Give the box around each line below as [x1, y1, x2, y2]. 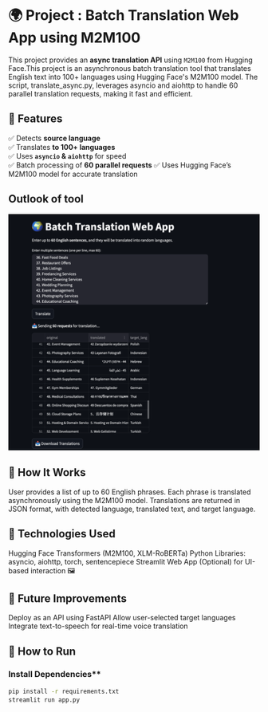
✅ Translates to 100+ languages [8, 142, 116, 151]
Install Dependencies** [8, 668, 101, 679]
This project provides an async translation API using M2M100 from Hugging [8, 55, 253, 65]
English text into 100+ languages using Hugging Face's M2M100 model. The [8, 72, 258, 81]
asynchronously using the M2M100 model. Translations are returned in [8, 495, 241, 505]
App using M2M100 [8, 29, 141, 47]
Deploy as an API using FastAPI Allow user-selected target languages [8, 613, 236, 623]
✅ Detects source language [8, 133, 101, 143]
